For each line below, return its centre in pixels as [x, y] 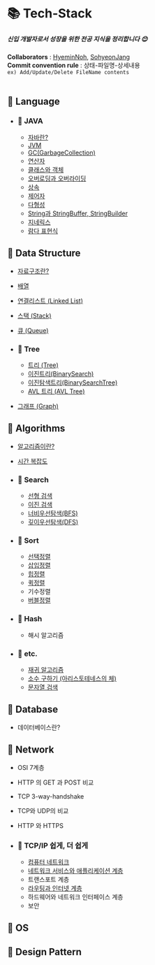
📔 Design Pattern [44, 952]
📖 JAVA [30, 121]
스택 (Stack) [34, 315]
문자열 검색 [43, 687]
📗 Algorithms [36, 428]
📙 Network [31, 750]
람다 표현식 [43, 231]
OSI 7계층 [31, 767]
